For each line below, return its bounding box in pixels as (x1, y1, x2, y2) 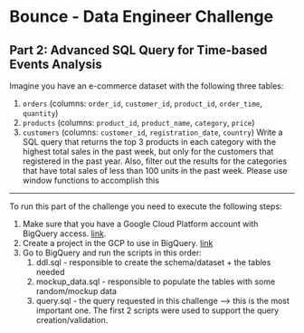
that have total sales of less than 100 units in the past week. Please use (22, 166, 288, 176)
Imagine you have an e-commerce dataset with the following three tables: (9, 81, 284, 91)
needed (35, 267, 65, 277)
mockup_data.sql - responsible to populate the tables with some (35, 276, 276, 287)
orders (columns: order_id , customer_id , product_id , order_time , (22, 98, 262, 109)
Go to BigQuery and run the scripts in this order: (22, 247, 202, 258)
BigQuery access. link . (22, 228, 107, 239)
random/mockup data (35, 286, 118, 296)
